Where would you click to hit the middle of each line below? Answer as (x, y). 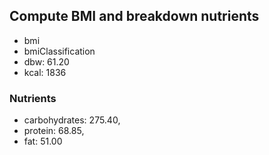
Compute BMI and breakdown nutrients (134, 16)
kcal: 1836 (45, 72)
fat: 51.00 (43, 141)
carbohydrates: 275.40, (72, 120)
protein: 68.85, (54, 131)
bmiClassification (59, 51)
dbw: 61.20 (46, 61)
